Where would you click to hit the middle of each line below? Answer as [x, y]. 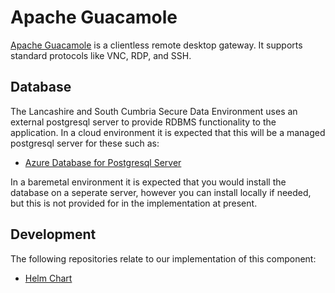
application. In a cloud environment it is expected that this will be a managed [168, 132]
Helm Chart [48, 278]
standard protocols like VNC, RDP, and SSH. [101, 55]
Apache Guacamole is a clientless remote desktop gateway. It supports [156, 45]
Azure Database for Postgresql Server [103, 162]
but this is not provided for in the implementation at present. [134, 203]
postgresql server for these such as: [85, 143]
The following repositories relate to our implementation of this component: [163, 258]
